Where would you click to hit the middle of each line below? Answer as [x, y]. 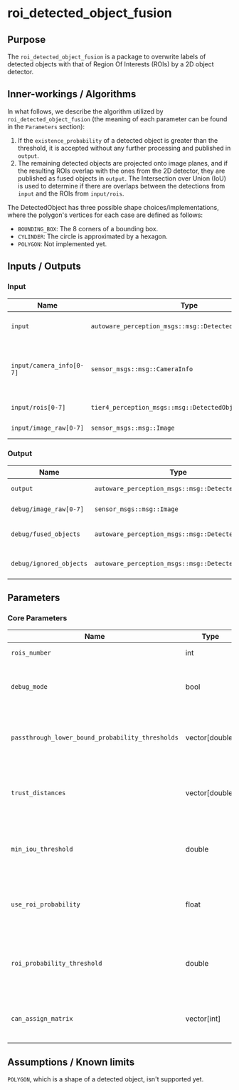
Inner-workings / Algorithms [72, 94]
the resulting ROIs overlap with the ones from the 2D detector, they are [121, 171]
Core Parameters [37, 618]
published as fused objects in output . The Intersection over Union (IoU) [122, 178]
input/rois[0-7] [38, 407]
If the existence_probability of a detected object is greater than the [118, 140]
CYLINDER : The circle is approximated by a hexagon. [93, 236]
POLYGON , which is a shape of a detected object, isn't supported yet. [106, 1079]
